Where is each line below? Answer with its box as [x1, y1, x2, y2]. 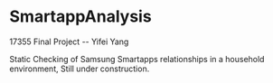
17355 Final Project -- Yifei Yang [9, 36, 129, 47]
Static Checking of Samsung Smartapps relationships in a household [9, 53, 265, 64]
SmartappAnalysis [9, 6, 152, 27]
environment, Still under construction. [9, 63, 150, 74]
